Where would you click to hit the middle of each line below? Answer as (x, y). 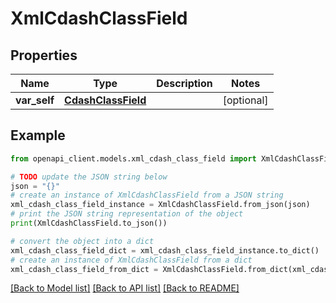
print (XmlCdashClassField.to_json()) (89, 223)
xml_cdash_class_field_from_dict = (84, 269)
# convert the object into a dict (82, 241)
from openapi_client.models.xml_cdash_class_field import (133, 158)
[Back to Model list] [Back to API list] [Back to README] (125, 288)
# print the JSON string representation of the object (127, 214)
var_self (35, 100)
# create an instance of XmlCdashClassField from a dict (131, 260)
